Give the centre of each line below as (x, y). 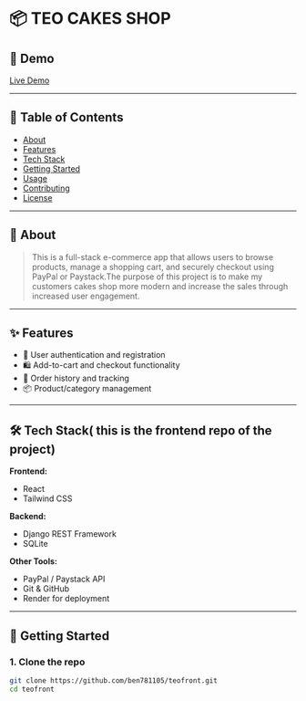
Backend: (28, 517)
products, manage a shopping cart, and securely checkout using (153, 267)
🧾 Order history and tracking (76, 378)
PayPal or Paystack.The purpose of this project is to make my (147, 277)
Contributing (46, 188)
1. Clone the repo (47, 662)
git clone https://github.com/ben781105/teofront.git (114, 680)
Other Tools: (33, 561)
